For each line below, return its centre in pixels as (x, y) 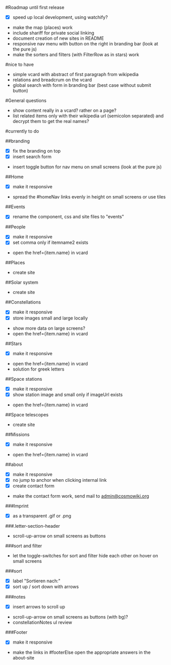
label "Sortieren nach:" (36, 581)
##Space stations (24, 379)
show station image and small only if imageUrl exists (68, 395)
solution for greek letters (38, 369)
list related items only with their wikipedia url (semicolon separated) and (88, 116)
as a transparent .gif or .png (42, 516)
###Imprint (17, 506)
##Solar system (22, 282)
